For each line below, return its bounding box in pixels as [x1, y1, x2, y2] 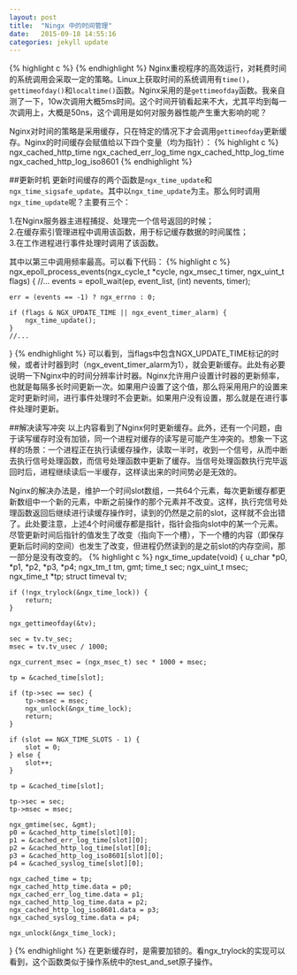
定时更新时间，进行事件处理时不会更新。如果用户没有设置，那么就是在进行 [9, 393, 280, 403]
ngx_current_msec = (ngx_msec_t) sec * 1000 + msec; [9, 658, 208, 667]
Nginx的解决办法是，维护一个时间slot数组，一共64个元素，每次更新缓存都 [9, 486, 278, 496]
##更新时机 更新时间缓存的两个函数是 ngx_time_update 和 [9, 174, 213, 186]
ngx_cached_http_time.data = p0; [9, 882, 133, 892]
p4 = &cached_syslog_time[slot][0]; [9, 859, 144, 868]
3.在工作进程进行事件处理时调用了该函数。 [9, 238, 164, 249]
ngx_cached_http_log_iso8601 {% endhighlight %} [9, 157, 193, 167]
